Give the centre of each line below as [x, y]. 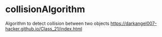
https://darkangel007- [133, 23]
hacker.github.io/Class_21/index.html [44, 28]
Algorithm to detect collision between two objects [57, 23]
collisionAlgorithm [45, 9]
